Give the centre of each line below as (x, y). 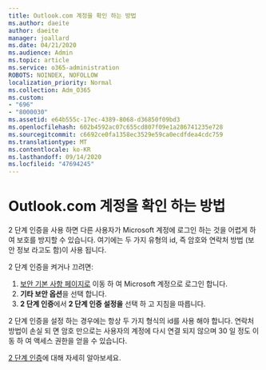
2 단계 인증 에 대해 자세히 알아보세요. (65, 358)
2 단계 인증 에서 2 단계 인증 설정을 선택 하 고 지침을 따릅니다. (113, 304)
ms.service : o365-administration (64, 68)
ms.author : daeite (39, 23)
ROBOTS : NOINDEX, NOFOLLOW (53, 75)
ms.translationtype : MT (48, 142)
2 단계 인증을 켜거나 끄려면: (51, 267)
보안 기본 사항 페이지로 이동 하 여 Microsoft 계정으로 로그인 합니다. (123, 284)
